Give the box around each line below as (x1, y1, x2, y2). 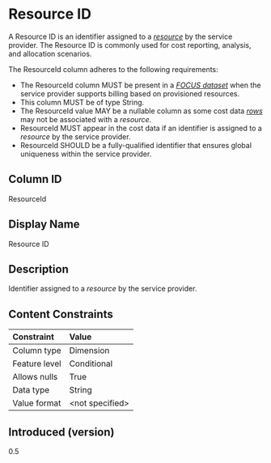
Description (8, 262, 69, 276)
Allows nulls (12, 372, 58, 383)
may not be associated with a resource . (19, 114, 152, 124)
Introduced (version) (8, 425, 115, 439)
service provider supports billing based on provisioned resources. (19, 88, 240, 98)
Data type (12, 384, 50, 396)
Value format (12, 397, 61, 409)
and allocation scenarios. (8, 49, 92, 58)
